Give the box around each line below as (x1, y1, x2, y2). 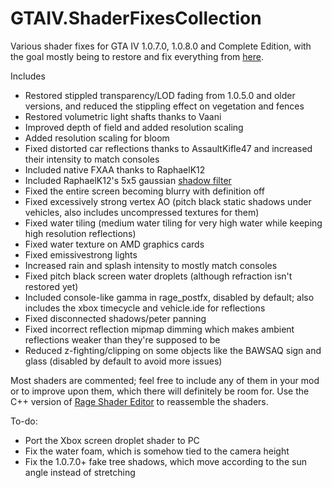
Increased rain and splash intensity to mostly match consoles (24, 259, 278, 271)
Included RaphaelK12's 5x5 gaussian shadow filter (24, 174, 232, 186)
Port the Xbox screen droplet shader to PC (24, 434, 200, 446)
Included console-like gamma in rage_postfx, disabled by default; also (24, 291, 315, 303)
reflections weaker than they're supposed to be (24, 333, 221, 346)
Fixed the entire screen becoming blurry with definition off (24, 185, 265, 197)
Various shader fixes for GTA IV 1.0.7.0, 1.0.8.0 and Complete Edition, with (10, 40, 312, 52)
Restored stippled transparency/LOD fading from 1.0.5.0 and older (24, 89, 296, 101)
